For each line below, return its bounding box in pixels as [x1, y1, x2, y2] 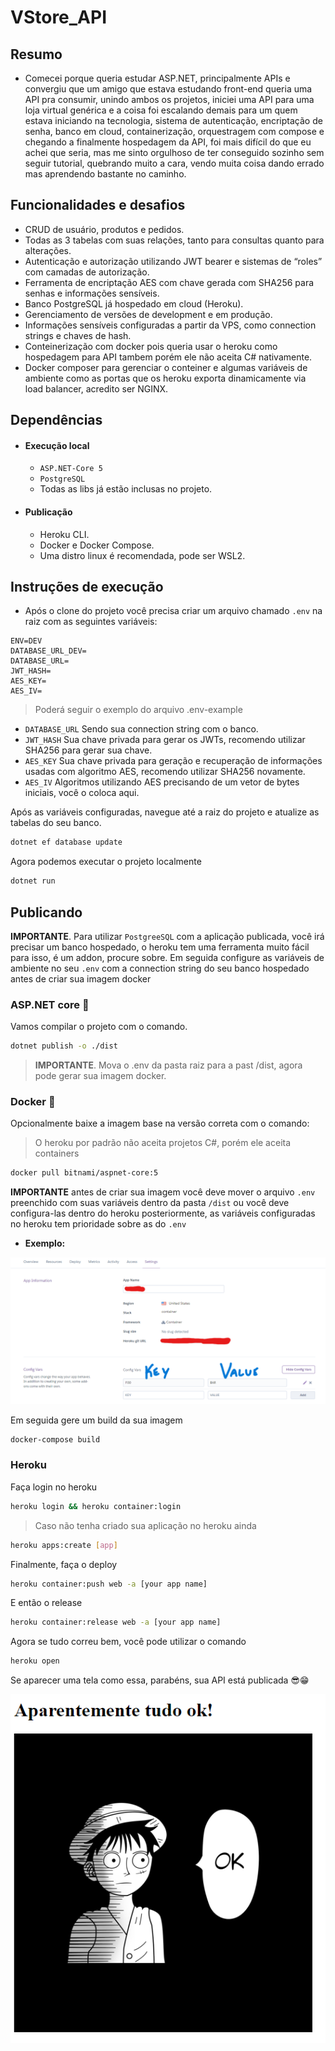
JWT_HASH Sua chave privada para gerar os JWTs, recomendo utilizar [24, 734, 306, 746]
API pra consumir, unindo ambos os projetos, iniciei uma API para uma [24, 94, 315, 105]
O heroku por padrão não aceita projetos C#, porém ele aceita [34, 1137, 292, 1149]
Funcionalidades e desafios [10, 197, 186, 214]
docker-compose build [10, 1434, 101, 1445]
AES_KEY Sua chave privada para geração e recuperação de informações [24, 755, 323, 767]
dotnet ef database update [10, 837, 123, 848]
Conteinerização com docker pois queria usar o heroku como [24, 340, 278, 352]
